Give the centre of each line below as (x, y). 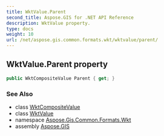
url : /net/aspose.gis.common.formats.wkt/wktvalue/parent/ (82, 40)
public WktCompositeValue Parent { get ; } (61, 78)
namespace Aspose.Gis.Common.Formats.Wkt (73, 120)
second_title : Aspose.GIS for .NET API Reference (70, 18)
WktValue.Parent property (57, 64)
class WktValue (34, 113)
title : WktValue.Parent (36, 12)
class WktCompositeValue (48, 107)
